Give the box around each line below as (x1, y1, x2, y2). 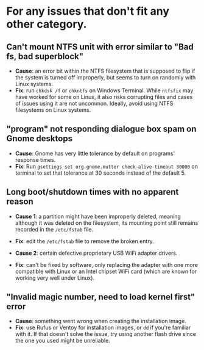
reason (6, 197, 33, 207)
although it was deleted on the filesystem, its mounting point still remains (15, 219, 199, 227)
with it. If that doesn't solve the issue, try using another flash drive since (15, 330, 197, 338)
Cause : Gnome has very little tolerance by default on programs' (15, 150, 175, 157)
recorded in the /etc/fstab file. (15, 225, 93, 233)
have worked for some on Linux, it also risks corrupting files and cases (15, 93, 193, 100)
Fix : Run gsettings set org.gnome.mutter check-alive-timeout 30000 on (15, 162, 198, 170)
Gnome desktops (6, 133, 73, 144)
